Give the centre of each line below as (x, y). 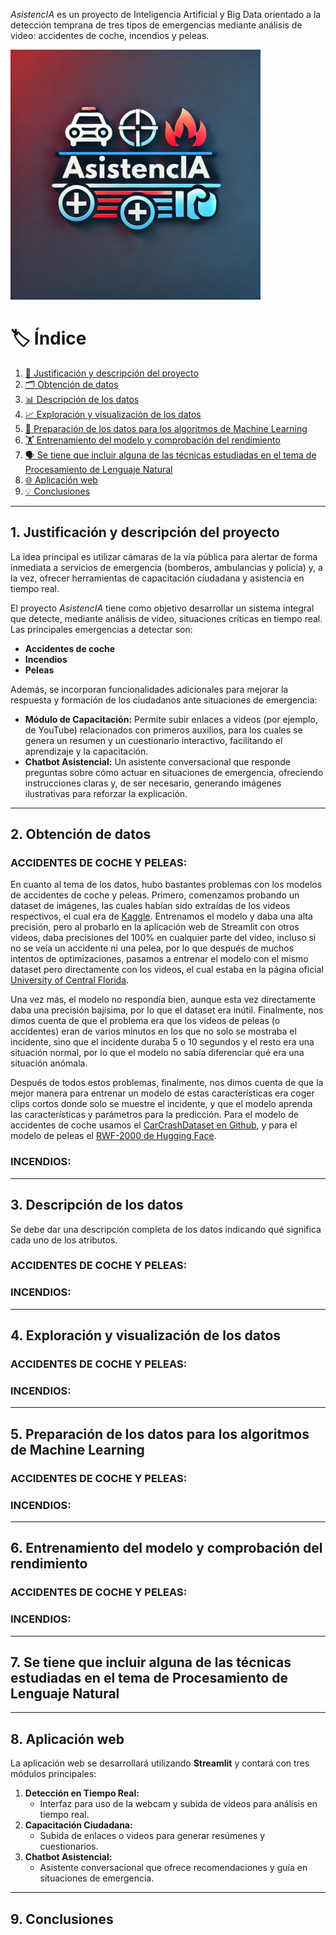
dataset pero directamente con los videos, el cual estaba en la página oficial (167, 970)
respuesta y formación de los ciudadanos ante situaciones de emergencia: (164, 700)
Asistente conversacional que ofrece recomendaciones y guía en (173, 1868)
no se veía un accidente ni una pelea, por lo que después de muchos (152, 948)
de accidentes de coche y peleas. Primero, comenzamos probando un (155, 895)
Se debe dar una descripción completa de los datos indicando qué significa (166, 1229)
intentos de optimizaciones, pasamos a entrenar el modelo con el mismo (159, 959)
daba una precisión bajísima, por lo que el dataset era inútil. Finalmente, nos (167, 1010)
